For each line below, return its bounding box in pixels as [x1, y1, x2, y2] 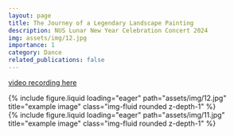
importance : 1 [8, 41, 56, 49]
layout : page [8, 11, 52, 20]
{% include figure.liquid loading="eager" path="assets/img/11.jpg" [8, 110, 225, 119]
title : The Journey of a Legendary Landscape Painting [8, 19, 194, 27]
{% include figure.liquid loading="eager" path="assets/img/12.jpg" [8, 93, 227, 103]
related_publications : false [8, 56, 105, 64]
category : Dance [8, 49, 62, 56]
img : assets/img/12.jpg [8, 33, 88, 42]
